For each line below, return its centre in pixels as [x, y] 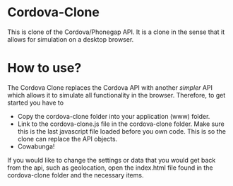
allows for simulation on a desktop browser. [71, 39]
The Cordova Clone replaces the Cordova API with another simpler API [110, 87]
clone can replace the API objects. [67, 139]
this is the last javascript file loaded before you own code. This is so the [121, 131]
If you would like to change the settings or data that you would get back [112, 160]
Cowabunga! [36, 146]
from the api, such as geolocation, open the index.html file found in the [110, 168]
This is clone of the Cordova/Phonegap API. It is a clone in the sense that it [116, 32]
